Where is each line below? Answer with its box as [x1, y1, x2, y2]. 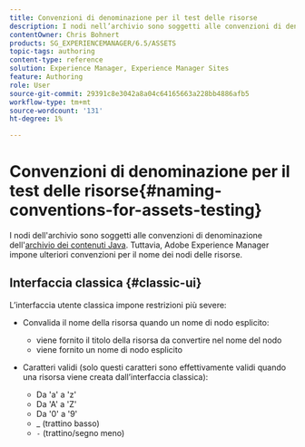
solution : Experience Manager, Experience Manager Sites [9, 64, 230, 73]
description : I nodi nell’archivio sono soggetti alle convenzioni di [9, 22, 282, 31]
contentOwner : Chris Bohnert [9, 30, 120, 39]
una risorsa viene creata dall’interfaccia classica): [22, 371, 209, 382]
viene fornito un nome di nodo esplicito [35, 344, 183, 355]
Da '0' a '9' [35, 408, 78, 419]
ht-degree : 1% [9, 114, 64, 123]
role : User [9, 81, 51, 90]
